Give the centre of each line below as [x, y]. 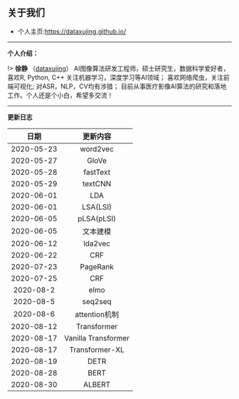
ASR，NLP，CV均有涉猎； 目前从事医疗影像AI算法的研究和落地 [134, 86]
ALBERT [97, 384]
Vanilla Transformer [97, 338]
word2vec [97, 148]
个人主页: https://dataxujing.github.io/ [72, 31]
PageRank [97, 266]
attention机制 [97, 314]
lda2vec [97, 243]
